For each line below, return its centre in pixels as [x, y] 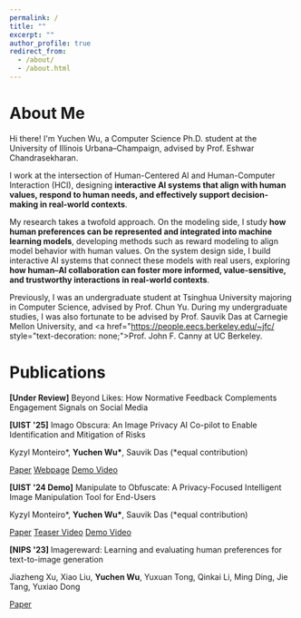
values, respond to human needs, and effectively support [120, 194]
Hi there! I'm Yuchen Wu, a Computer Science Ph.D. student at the [133, 138]
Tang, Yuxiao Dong [45, 586]
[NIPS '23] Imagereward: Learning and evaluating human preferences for [146, 549]
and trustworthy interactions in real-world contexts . [110, 280]
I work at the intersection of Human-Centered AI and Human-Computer [142, 175]
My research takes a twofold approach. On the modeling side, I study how [148, 221]
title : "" [28, 26]
